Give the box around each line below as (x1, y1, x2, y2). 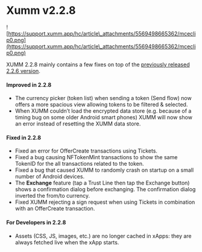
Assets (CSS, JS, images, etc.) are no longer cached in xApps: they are (14, 232, 192, 239)
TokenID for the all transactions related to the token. (14, 160, 144, 168)
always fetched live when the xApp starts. (14, 239, 119, 246)
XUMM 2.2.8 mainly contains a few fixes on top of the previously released (6, 61, 190, 68)
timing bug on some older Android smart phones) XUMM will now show (14, 114, 193, 121)
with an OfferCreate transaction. (14, 205, 95, 212)
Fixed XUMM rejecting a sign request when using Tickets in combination (14, 198, 195, 206)
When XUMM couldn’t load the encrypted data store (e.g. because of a (14, 107, 192, 115)
